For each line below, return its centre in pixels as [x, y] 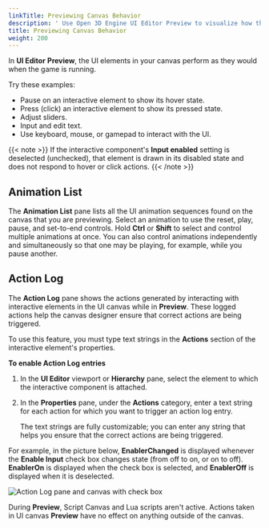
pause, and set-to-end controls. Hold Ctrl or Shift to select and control [125, 228]
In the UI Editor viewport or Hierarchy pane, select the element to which [139, 378]
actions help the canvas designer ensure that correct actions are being [125, 315]
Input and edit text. [51, 126]
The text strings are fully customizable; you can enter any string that [132, 426]
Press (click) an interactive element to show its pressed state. [121, 109]
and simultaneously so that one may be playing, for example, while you [125, 246]
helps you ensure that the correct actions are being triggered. [122, 435]
